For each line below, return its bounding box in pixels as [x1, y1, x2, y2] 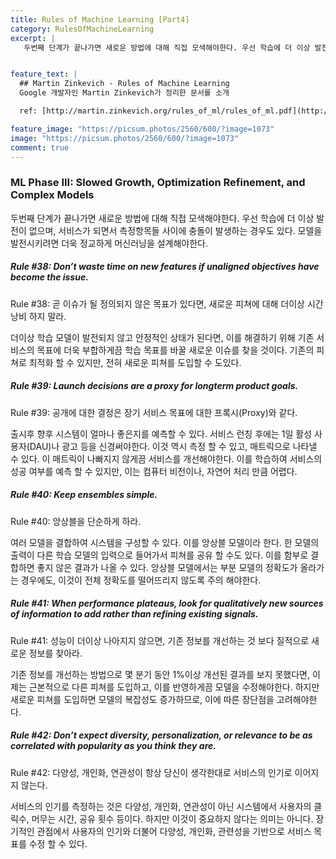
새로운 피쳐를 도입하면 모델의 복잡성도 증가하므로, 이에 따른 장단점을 [10, 693, 275, 705]
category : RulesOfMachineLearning [10, 24, 155, 34]
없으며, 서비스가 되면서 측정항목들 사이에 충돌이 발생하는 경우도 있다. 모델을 [28, 224, 323, 236]
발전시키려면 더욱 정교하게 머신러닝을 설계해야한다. [10, 237, 209, 249]
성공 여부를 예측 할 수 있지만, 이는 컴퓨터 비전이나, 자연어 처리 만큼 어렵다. [10, 465, 298, 477]
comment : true [10, 142, 70, 153]
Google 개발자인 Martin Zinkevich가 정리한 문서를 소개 [19, 88, 230, 98]
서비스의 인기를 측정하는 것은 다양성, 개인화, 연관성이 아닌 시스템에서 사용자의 [10, 800, 312, 812]
